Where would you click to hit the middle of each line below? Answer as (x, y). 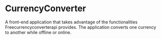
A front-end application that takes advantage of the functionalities (71, 22)
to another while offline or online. (38, 32)
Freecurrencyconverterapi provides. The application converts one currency (81, 27)
